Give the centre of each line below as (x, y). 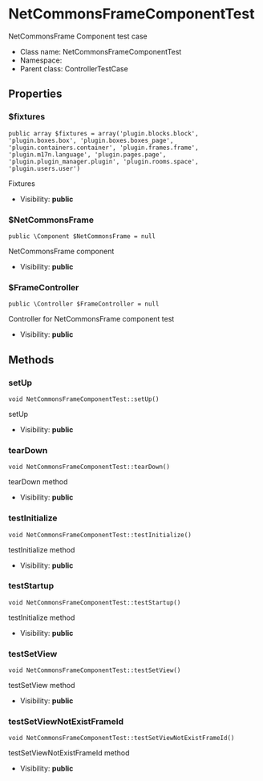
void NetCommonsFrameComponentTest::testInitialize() (100, 535)
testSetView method (42, 686)
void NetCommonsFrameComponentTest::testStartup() (95, 602)
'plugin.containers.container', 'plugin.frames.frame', (103, 148)
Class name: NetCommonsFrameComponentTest (101, 51)
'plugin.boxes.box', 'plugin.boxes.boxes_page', (91, 140)
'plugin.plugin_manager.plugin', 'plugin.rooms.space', (103, 161)
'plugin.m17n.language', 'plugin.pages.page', (87, 154)
